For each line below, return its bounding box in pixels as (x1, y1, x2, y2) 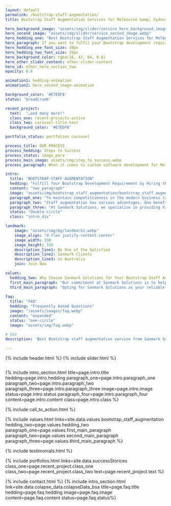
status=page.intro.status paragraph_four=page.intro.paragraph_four (5, 391, 148, 397)
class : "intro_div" (10, 214, 51, 219)
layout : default (5, 7, 40, 13)
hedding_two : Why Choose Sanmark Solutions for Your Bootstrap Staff (10, 275, 160, 281)
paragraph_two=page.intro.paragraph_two (5, 381, 94, 387)
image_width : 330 (14, 238, 51, 243)
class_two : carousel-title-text (10, 120, 79, 125)
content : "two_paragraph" (10, 186, 65, 191)
